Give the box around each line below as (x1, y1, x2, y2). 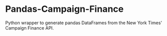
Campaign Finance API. (5, 25, 54, 31)
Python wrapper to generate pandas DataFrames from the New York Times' (5, 20, 162, 26)
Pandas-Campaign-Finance (5, 3, 124, 15)
